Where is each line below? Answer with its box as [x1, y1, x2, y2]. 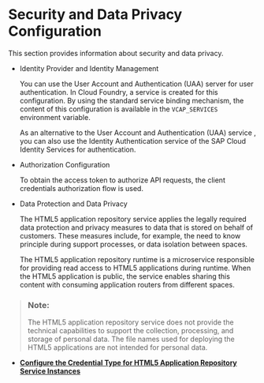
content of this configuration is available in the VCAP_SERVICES [19, 104, 218, 114]
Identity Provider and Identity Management [19, 63, 159, 73]
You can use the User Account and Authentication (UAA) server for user [19, 79, 254, 88]
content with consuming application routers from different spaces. [19, 280, 235, 289]
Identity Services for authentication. [19, 145, 136, 154]
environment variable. [19, 112, 91, 122]
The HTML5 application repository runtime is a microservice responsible [19, 254, 255, 264]
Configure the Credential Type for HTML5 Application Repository [19, 358, 238, 368]
